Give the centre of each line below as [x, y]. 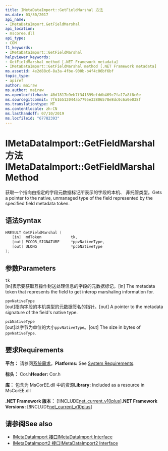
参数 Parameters [31, 268]
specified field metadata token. [37, 203]
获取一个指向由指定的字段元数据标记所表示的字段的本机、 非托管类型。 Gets [84, 192]
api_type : [16, 39]
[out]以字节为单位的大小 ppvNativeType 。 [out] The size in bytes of [73, 327]
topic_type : [18, 76]
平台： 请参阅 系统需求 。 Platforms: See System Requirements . [70, 363]
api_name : [16, 19]
